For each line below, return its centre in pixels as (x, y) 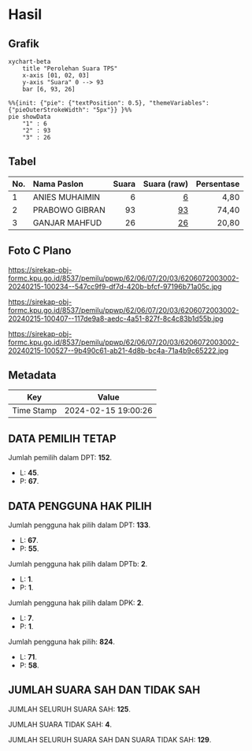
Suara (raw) (166, 184)
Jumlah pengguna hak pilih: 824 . (62, 642)
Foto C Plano (40, 251)
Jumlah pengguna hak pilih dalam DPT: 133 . (80, 525)
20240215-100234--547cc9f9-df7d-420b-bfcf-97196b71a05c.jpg (115, 286)
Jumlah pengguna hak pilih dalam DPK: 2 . (76, 603)
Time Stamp (35, 411)
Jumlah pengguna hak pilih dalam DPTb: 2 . (78, 564)
